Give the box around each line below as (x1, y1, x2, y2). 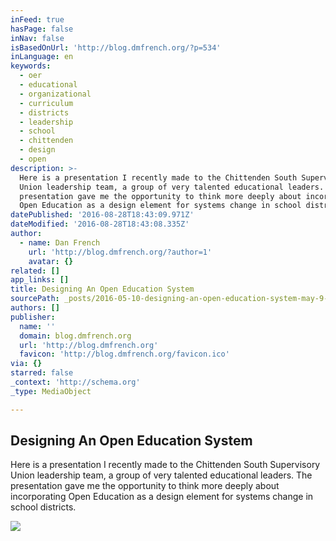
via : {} (10, 359, 43, 369)
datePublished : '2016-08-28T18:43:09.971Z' (10, 210, 195, 220)
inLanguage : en (10, 52, 74, 62)
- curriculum (19, 98, 74, 108)
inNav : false (10, 33, 65, 43)
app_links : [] (10, 275, 70, 285)
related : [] (10, 266, 60, 276)
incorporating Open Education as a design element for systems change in (10, 491, 314, 503)
